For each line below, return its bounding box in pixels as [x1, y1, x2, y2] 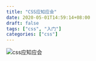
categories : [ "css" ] [6, 31, 59, 37]
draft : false [6, 20, 39, 26]
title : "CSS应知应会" [6, 8, 57, 15]
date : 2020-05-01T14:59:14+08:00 [6, 14, 91, 21]
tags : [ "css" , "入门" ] [6, 25, 62, 32]
